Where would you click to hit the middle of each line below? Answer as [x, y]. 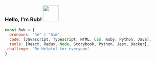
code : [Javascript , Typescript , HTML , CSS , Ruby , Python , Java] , [81, 40]
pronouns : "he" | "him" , [36, 35]
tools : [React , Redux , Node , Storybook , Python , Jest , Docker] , [79, 44]
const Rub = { [20, 30]
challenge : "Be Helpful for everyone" [48, 49]
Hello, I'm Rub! [23, 19]
